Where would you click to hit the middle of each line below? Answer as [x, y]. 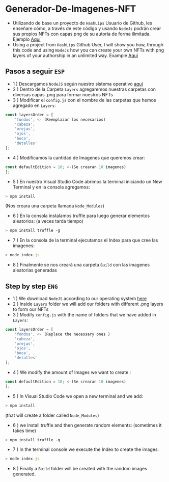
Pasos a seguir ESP [35, 72]
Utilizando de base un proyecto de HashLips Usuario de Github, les [82, 23]
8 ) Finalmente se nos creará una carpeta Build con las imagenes [81, 265]
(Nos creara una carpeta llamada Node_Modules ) [55, 206]
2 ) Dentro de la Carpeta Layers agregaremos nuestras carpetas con [84, 89]
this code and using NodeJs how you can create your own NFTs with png [88, 50]
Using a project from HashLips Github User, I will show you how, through [88, 44]
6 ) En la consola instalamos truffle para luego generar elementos [81, 216]
